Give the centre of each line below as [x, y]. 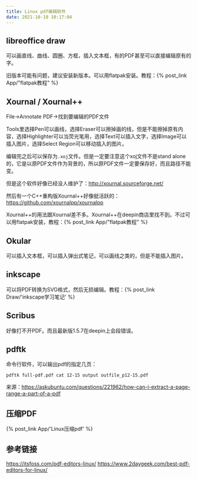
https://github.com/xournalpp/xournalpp [55, 203]
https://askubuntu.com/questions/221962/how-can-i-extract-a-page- [106, 387]
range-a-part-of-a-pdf [33, 394]
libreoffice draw [36, 41]
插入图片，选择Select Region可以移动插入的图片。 [67, 144]
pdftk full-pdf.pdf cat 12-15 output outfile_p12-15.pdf [77, 376]
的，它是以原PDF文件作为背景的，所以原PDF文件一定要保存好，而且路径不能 [98, 164]
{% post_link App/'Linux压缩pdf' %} [49, 429]
